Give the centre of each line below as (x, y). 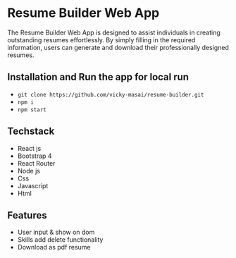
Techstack (31, 131)
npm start (32, 110)
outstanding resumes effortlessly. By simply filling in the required (101, 39)
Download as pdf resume (54, 247)
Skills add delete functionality (60, 240)
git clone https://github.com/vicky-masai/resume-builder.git (111, 94)
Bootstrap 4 (35, 156)
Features (27, 215)
